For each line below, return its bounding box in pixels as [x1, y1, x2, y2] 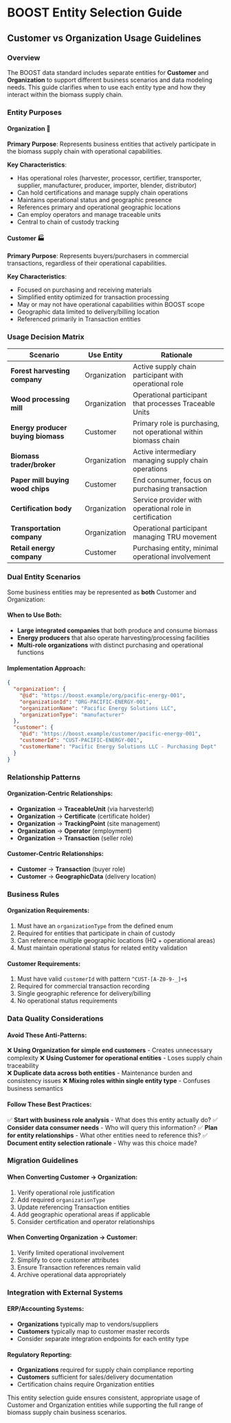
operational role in [133, 504, 191, 513]
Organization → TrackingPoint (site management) [16, 819, 160, 827]
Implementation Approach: [7, 664, 86, 672]
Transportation [10, 523, 61, 533]
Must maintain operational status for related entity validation [16, 944, 188, 952]
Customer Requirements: [7, 959, 81, 967]
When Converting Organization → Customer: [7, 1233, 138, 1241]
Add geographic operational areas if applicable [16, 1210, 151, 1219]
